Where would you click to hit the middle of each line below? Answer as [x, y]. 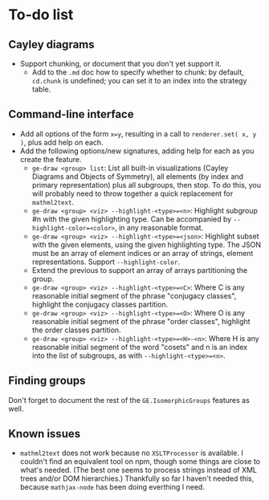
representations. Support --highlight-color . [106, 262]
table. [41, 89]
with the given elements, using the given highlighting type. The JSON [147, 244]
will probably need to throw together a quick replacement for [132, 193]
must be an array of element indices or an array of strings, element [143, 253]
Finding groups [47, 381]
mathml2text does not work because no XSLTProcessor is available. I [131, 453]
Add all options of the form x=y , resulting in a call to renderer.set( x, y [138, 133]
